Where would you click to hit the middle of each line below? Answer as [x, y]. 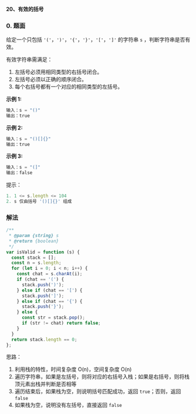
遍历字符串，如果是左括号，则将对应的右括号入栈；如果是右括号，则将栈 [102, 377]
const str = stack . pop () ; [53, 318]
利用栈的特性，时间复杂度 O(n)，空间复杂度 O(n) [73, 369]
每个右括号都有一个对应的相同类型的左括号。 [69, 86]
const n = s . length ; [36, 263]
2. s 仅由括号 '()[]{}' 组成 [39, 202]
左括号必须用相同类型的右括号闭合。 [58, 72]
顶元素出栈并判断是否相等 [45, 384]
